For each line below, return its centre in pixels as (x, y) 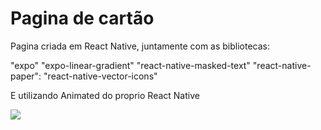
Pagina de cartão (82, 18)
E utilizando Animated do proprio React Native (105, 95)
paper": (26, 76)
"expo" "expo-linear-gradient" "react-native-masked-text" (130, 65)
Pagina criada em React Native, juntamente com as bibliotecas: (140, 46)
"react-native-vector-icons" (100, 76)
